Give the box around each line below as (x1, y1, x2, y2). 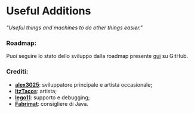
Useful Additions (6, 4, 91, 18)
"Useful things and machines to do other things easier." (6, 24, 143, 31)
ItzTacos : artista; (14, 87, 57, 94)
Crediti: (6, 68, 29, 76)
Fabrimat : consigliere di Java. (14, 100, 88, 107)
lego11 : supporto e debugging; (14, 94, 90, 101)
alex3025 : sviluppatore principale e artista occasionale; (14, 81, 153, 88)
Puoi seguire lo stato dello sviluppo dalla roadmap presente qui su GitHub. (6, 53, 189, 60)
